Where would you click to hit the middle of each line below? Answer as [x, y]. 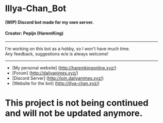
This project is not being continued [77, 103]
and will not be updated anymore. [74, 114]
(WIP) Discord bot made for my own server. [49, 22]
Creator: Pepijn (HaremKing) [34, 33]
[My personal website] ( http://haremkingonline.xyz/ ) [64, 68]
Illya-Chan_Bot [36, 9]
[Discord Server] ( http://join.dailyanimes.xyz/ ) [58, 78]
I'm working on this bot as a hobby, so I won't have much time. [67, 49]
